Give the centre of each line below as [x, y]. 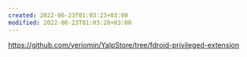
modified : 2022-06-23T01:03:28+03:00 [70, 23]
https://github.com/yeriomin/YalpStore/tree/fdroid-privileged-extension [124, 45]
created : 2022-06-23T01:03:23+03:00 [68, 15]
